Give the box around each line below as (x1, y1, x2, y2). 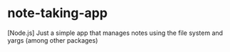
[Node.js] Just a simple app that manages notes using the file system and (7, 28, 223, 37)
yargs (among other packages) (7, 36, 98, 44)
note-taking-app (7, 5, 108, 21)
